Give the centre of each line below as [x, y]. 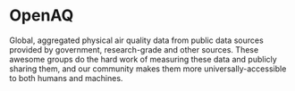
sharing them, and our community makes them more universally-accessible [148, 69]
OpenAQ [42, 16]
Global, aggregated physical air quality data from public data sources [136, 40]
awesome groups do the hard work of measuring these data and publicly [143, 59]
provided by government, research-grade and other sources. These [134, 49]
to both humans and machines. [66, 78]
